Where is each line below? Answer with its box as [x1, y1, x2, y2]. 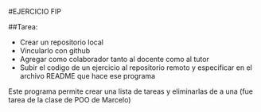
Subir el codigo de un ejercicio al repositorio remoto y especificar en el [19, 63, 252, 72]
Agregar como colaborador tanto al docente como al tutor [19, 55, 209, 64]
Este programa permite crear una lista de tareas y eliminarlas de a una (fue [8, 87, 253, 96]
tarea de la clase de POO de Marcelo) [8, 95, 131, 104]
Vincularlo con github [19, 46, 91, 55]
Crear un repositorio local [19, 37, 104, 47]
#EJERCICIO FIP [8, 7, 62, 16]
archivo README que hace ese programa [19, 71, 156, 80]
